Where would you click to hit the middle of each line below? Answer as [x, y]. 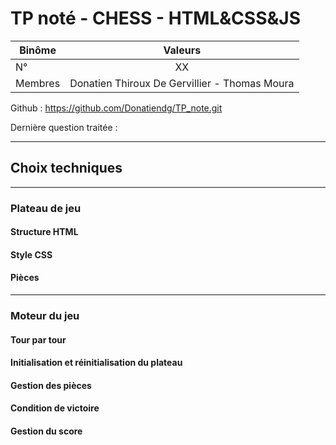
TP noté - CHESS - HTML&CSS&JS [155, 18]
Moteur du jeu [45, 315]
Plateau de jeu [46, 208]
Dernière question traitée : [64, 127]
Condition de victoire [55, 408]
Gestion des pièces [51, 385]
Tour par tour [38, 339]
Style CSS [31, 254]
